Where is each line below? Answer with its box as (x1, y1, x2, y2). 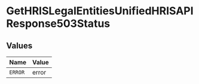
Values (6, 41, 33, 51)
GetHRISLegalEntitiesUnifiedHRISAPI (6, 4, 194, 18)
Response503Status (6, 17, 111, 30)
